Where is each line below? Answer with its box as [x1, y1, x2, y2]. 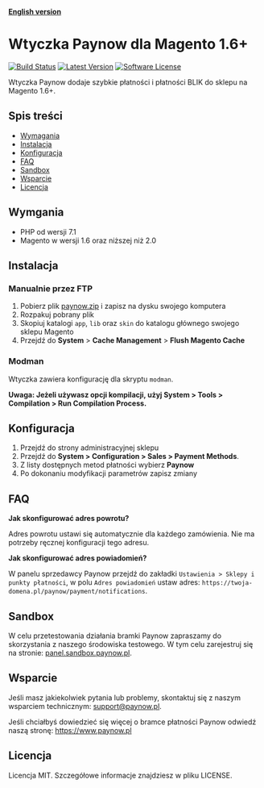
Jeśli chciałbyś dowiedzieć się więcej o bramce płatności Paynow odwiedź [8, 717, 257, 727]
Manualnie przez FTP [8, 282, 93, 294]
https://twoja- [201, 579, 253, 587]
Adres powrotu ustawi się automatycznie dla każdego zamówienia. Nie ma [8, 529, 255, 539]
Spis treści [8, 109, 63, 123]
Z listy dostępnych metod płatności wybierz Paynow [19, 460, 195, 470]
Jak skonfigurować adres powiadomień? [8, 553, 147, 563]
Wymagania [19, 131, 60, 140]
